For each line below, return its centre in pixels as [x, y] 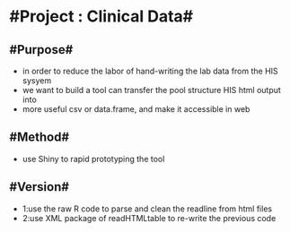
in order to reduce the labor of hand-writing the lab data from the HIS [150, 71]
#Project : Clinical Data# [101, 17]
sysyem [37, 81]
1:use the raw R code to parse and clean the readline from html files [147, 209]
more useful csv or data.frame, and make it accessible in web [136, 109]
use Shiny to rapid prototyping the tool [93, 159]
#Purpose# [41, 50]
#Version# [40, 187]
